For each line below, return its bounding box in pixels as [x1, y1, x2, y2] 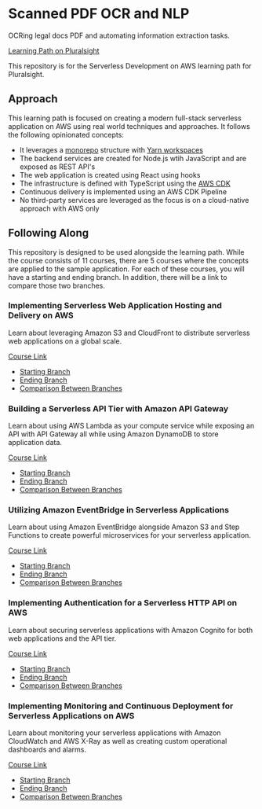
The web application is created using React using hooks [19, 170, 201, 179]
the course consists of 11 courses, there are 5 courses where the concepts [8, 256, 249, 265]
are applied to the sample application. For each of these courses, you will [8, 264, 245, 274]
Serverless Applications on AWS [8, 710, 135, 721]
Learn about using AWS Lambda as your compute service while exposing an [8, 421, 255, 431]
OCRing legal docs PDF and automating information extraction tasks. [8, 31, 230, 40]
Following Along [8, 226, 89, 240]
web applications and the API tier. [8, 634, 117, 643]
